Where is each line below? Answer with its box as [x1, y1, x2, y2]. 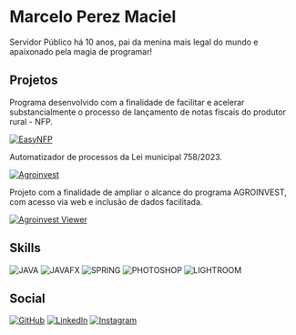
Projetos [9, 73, 58, 88]
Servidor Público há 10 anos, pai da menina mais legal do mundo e [9, 36, 259, 47]
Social [9, 290, 46, 306]
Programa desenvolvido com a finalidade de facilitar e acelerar [9, 96, 245, 107]
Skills [9, 240, 41, 256]
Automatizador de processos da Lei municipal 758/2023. [9, 151, 223, 162]
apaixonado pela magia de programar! [9, 46, 153, 56]
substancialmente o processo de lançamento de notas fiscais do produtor [9, 107, 287, 117]
